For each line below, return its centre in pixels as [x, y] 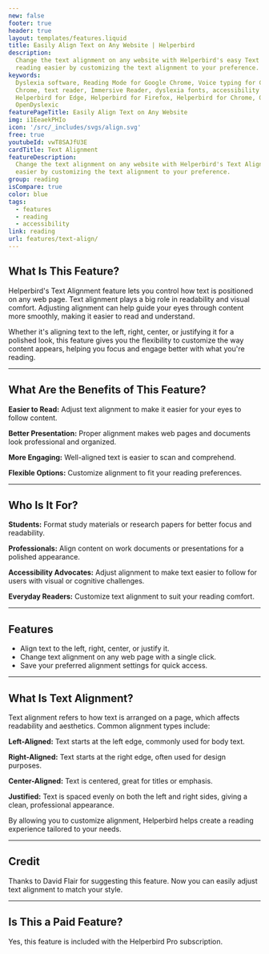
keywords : [25, 75]
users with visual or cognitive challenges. [76, 581]
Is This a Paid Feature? [66, 922]
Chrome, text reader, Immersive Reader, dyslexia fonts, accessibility [138, 90]
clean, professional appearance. [61, 804]
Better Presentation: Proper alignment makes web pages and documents [129, 433]
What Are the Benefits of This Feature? [107, 390]
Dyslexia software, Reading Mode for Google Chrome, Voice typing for [136, 82]
